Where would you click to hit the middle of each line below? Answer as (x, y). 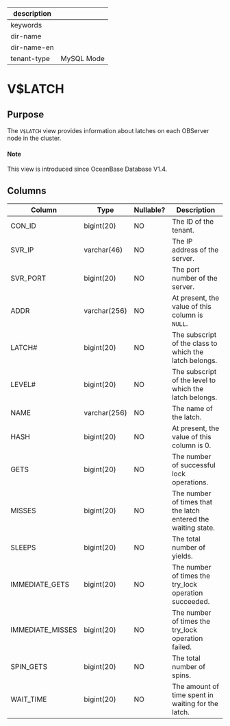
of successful (194, 465)
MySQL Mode (82, 59)
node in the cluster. (34, 138)
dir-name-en (33, 47)
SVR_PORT (28, 279)
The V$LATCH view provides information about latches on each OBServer (108, 131)
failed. (182, 647)
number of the (195, 279)
